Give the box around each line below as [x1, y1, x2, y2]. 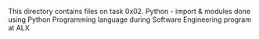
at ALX [8, 23, 30, 32]
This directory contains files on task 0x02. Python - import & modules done [8, 7, 251, 16]
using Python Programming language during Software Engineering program [8, 15, 252, 24]
